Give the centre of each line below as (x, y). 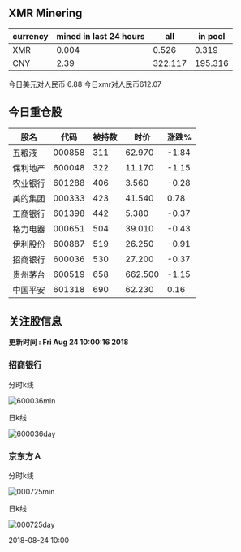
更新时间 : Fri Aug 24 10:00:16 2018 (69, 342)
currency (30, 36)
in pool (212, 36)
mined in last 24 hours (101, 36)
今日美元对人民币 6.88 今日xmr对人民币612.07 (85, 84)
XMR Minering (45, 13)
